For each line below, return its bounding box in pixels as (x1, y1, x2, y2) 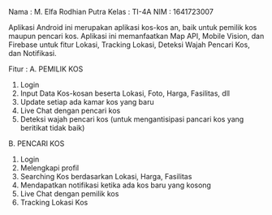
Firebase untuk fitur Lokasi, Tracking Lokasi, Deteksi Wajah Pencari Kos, (8, 40, 250, 49)
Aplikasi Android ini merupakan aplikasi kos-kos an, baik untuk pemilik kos (8, 23, 257, 32)
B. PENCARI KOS (8, 139, 65, 148)
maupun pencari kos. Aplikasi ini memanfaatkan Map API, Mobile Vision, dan (8, 32, 265, 41)
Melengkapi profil (19, 163, 80, 173)
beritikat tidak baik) (19, 123, 85, 132)
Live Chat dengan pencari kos (19, 105, 121, 115)
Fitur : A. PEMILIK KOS (8, 64, 84, 74)
